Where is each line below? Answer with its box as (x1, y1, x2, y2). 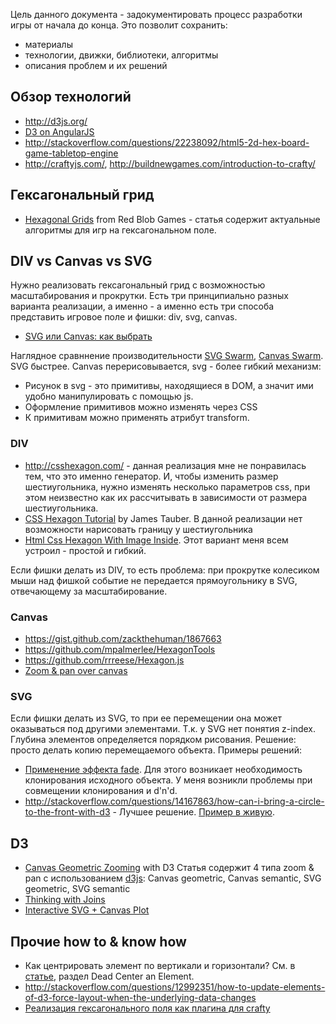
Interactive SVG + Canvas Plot (24, 904, 150, 916)
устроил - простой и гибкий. (24, 544, 147, 556)
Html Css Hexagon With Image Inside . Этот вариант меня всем (24, 534, 289, 546)
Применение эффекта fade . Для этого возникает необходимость (24, 764, 303, 776)
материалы (24, 39, 73, 50)
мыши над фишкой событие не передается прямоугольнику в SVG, (10, 574, 298, 586)
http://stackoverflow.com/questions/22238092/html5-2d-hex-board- (24, 136, 310, 148)
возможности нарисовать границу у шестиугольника (24, 523, 253, 535)
